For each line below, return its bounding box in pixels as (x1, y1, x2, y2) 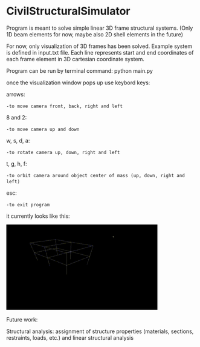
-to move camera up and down (6, 126, 80, 132)
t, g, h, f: (6, 160, 27, 167)
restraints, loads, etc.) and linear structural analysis (6, 334, 134, 341)
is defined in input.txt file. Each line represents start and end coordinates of (6, 49, 194, 56)
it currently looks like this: (6, 212, 71, 220)
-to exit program (6, 201, 50, 207)
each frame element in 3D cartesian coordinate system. (6, 55, 145, 62)
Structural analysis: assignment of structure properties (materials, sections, (6, 328, 194, 335)
